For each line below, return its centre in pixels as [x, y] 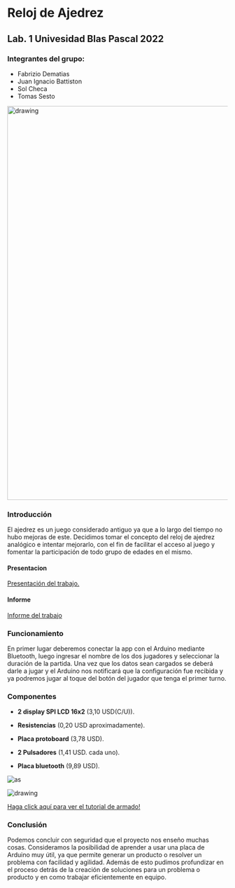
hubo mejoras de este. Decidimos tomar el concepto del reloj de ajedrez [111, 537]
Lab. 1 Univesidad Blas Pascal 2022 [86, 39]
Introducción [30, 514]
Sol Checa [32, 88]
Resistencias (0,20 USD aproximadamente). [81, 726]
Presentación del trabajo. [43, 583]
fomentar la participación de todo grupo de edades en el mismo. [100, 552]
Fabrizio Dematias [43, 74]
